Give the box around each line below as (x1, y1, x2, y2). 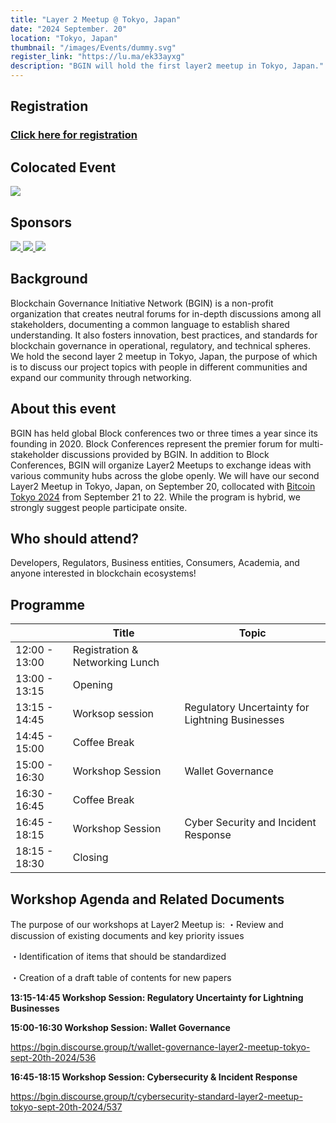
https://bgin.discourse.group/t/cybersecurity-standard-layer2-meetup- (10, 1091, 303, 1102)
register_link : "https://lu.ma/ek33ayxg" (10, 52, 186, 62)
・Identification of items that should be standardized (10, 951, 227, 962)
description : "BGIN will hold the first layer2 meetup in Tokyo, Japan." (10, 61, 325, 71)
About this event (10, 401, 117, 418)
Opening (72, 678, 113, 692)
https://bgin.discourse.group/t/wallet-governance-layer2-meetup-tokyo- (10, 1041, 311, 1053)
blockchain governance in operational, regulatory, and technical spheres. (10, 339, 312, 351)
